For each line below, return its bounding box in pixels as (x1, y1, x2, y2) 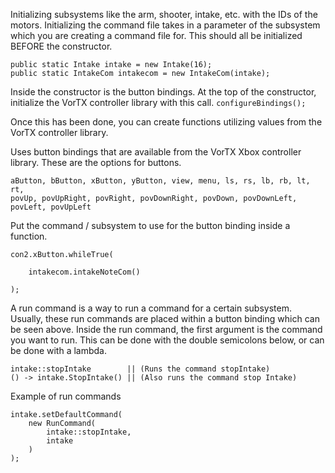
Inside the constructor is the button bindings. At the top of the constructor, (10, 86, 317, 98)
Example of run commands (10, 390, 122, 402)
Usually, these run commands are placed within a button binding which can (10, 313, 320, 324)
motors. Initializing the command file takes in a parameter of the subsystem (10, 19, 321, 31)
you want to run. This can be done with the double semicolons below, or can (10, 334, 325, 346)
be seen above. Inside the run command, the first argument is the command (10, 324, 323, 335)
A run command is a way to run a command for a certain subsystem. (10, 302, 292, 314)
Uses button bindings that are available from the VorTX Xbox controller (10, 146, 302, 158)
